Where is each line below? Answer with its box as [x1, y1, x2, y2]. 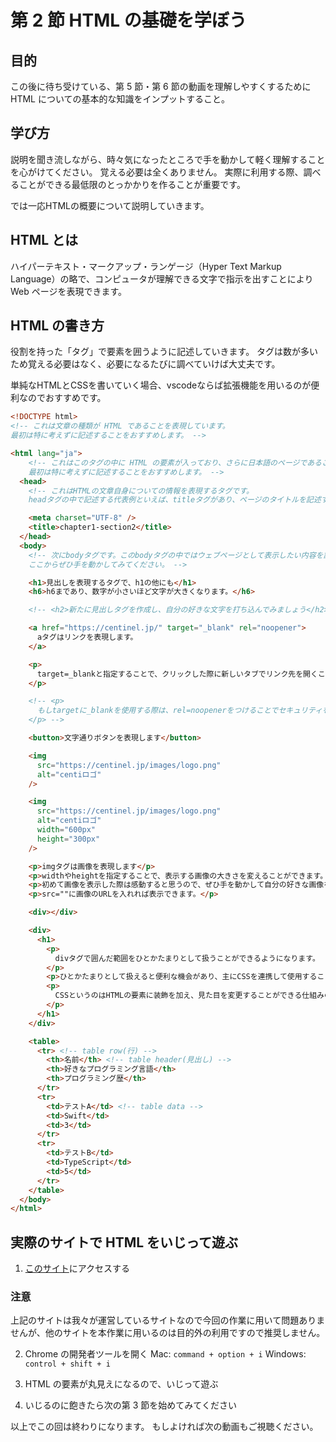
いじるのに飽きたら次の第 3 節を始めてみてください [24, 1399, 237, 1411]
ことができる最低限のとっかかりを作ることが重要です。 [18, 178, 246, 190]
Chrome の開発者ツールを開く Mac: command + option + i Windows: [24, 1348, 307, 1360]
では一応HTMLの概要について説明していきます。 [10, 199, 210, 211]
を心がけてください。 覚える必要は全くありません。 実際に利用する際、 [10, 166, 304, 178]
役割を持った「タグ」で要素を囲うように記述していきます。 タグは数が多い [10, 346, 319, 358]
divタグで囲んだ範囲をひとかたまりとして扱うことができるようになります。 [54, 953, 320, 963]
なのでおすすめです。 [18, 392, 107, 404]
